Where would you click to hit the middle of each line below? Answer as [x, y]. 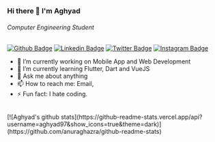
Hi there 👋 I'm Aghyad [44, 11]
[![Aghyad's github [33, 117]
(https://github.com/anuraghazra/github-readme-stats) [84, 132]
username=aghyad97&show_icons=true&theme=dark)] [84, 124]
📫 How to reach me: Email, [55, 84]
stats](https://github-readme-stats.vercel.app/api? [131, 117]
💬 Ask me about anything [52, 76]
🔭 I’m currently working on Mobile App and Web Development [104, 61]
